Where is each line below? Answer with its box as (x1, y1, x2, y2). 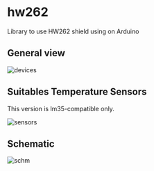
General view (7, 47, 66, 59)
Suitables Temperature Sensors (7, 86, 147, 98)
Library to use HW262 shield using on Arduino (7, 27, 139, 35)
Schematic (7, 138, 55, 149)
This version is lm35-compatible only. (7, 104, 114, 113)
